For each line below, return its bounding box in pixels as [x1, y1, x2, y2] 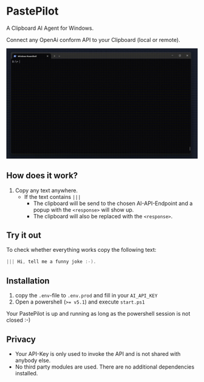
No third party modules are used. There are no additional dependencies [15, 363, 195, 370]
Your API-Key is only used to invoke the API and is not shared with [15, 350, 181, 357]
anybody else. [15, 356, 51, 364]
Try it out [6, 230, 41, 241]
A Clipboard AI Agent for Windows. [6, 24, 94, 32]
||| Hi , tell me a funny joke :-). [6, 259, 97, 265]
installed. [15, 369, 38, 377]
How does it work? [6, 170, 78, 181]
